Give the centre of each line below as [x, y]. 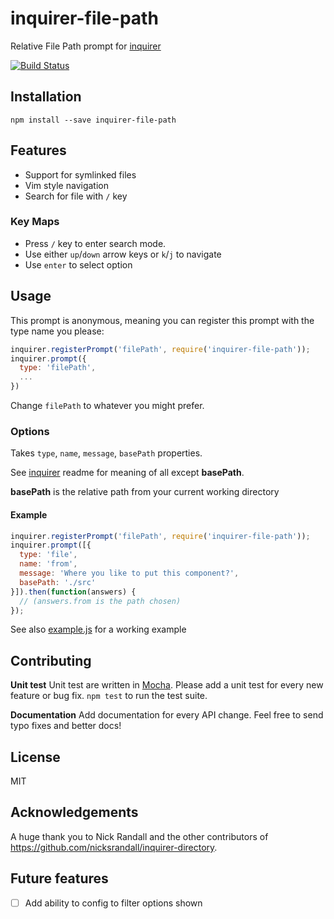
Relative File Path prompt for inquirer [86, 46]
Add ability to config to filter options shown [113, 903]
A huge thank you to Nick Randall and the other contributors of [139, 836]
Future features [59, 878]
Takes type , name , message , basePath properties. [106, 453]
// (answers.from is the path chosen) [100, 601]
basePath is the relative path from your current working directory [145, 492]
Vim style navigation [66, 185]
